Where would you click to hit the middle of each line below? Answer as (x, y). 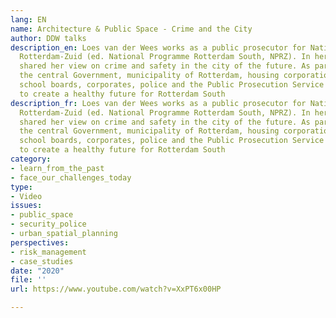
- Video (26, 196)
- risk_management (48, 252)
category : (31, 159)
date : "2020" (37, 271)
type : (21, 187)
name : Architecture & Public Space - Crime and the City (131, 29)
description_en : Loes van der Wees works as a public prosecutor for (158, 47)
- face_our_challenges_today (71, 177)
